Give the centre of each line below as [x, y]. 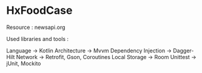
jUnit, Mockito [24, 63]
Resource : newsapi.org [36, 27]
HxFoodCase [39, 11]
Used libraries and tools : [37, 39]
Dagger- [183, 50]
